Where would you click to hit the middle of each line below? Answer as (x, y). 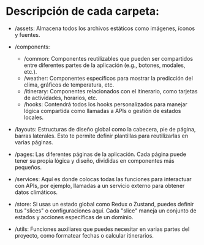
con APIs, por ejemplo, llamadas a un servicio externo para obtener (100, 185)
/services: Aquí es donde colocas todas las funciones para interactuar (103, 179)
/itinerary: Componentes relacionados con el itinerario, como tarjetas (111, 91)
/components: (32, 47)
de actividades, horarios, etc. (60, 98)
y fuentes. (27, 34)
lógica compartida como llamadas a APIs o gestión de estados (102, 111)
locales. (34, 117)
